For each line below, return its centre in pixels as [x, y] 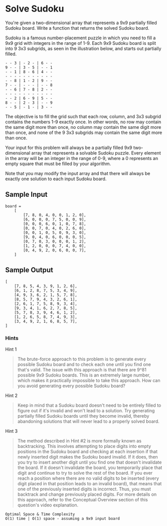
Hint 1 [11, 349]
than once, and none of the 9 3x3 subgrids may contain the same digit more [84, 132]
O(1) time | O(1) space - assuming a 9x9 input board [63, 518]
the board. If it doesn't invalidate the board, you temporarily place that [90, 467]
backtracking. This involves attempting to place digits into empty [84, 446]
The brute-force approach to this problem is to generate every [82, 359]
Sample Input [26, 195]
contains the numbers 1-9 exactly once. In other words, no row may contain [83, 122]
